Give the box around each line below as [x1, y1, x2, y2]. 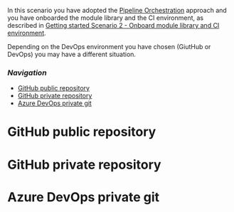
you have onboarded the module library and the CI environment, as [7, 14, 204, 22]
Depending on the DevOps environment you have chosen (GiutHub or [7, 43, 211, 51]
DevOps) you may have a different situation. [7, 50, 137, 58]
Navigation [7, 68, 48, 78]
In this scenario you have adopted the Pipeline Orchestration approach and [7, 6, 228, 14]
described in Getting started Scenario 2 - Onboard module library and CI [7, 21, 220, 29]
